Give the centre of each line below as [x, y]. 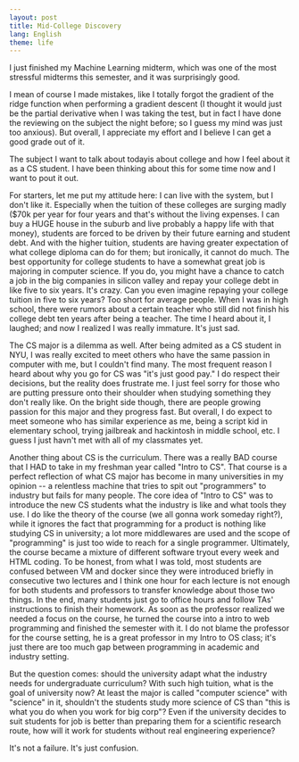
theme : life [31, 42]
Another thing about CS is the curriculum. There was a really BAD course [144, 458]
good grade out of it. [47, 142]
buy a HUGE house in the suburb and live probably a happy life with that [142, 224]
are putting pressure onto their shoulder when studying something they [140, 393]
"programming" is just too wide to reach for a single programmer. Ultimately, [149, 543]
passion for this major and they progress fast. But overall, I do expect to [141, 412]
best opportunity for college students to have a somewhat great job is [137, 262]
